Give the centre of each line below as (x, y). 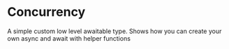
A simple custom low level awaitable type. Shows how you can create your (114, 31)
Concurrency (46, 12)
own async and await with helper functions (69, 38)
